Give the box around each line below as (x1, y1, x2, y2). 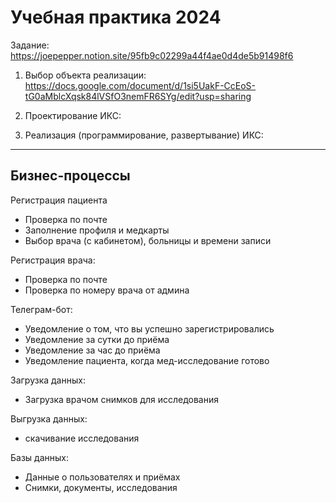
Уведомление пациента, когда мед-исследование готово (24, 354, 270, 366)
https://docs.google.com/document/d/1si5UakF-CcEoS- (24, 79, 257, 91)
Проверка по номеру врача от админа (24, 284, 190, 296)
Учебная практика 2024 (10, 6, 222, 29)
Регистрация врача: (10, 254, 96, 266)
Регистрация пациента (10, 194, 108, 206)
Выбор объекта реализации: (24, 69, 147, 81)
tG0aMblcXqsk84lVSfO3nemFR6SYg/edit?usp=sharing (24, 90, 252, 102)
